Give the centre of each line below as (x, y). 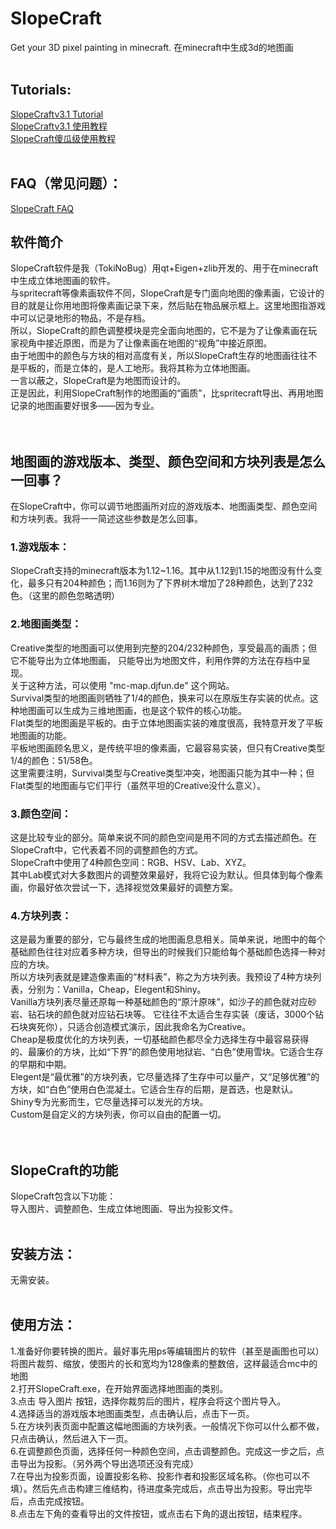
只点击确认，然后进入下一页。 (71, 1438)
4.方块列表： (41, 915)
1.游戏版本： (40, 547)
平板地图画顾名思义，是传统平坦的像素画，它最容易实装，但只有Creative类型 (168, 748)
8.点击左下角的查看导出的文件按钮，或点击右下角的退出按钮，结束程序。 (159, 1513)
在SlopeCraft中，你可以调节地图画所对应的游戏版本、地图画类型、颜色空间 (164, 506)
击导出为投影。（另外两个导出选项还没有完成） (104, 1463)
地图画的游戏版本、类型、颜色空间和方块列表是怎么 (168, 461)
